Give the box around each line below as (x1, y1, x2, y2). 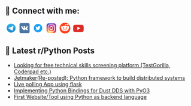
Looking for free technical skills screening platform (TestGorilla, (13, 61, 171, 68)
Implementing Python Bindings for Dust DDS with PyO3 (13, 87, 150, 94)
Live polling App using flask (13, 80, 82, 88)
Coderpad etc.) (13, 68, 51, 75)
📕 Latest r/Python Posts (5, 46, 95, 56)
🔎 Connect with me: (5, 6, 80, 16)
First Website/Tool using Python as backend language (13, 93, 147, 100)
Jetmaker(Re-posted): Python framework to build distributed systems (13, 74, 186, 81)
